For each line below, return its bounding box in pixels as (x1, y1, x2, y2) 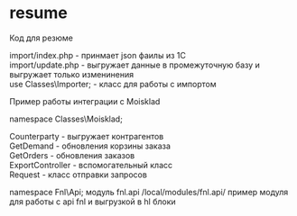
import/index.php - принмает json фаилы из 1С (9, 49, 187, 60)
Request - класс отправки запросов (9, 169, 147, 180)
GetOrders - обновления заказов (9, 149, 135, 160)
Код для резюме (9, 32, 74, 43)
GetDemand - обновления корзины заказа (9, 140, 172, 151)
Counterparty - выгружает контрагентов (9, 130, 164, 141)
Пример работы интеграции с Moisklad (9, 95, 161, 106)
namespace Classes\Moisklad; (9, 113, 124, 124)
